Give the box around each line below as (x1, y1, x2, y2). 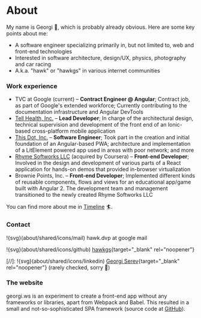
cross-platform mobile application (32, 127, 116, 135)
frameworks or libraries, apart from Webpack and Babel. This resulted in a (6, 298, 190, 306)
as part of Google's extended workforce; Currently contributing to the (14, 102, 187, 109)
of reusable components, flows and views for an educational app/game (14, 178, 191, 186)
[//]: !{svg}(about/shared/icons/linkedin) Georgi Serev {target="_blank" (6, 257, 180, 265)
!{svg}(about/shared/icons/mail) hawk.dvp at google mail (6, 234, 148, 241)
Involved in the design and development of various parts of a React (14, 160, 181, 167)
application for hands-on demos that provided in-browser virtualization (14, 166, 191, 173)
